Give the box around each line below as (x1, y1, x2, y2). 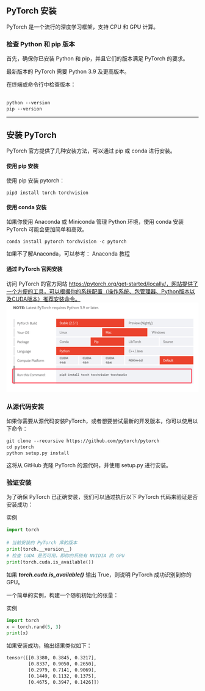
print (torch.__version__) (6, 546, 72, 553)
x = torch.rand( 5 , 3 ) (6, 624, 62, 630)
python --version (6, 100, 51, 106)
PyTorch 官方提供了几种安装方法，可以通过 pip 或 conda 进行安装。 (6, 147, 176, 154)
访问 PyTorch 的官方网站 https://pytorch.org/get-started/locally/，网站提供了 (6, 280, 198, 287)
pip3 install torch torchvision (6, 190, 88, 196)
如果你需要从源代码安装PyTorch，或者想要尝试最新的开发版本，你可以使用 (6, 417, 193, 425)
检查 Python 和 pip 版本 (6, 40, 75, 48)
